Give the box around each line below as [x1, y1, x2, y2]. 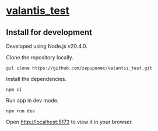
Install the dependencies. [6, 76, 67, 82]
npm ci [6, 87, 22, 93]
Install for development [6, 27, 92, 37]
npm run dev [6, 108, 35, 114]
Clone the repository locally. [6, 54, 74, 61]
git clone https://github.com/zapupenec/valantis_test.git [6, 65, 153, 71]
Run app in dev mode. [6, 97, 59, 104]
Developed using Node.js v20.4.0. [6, 43, 87, 49]
